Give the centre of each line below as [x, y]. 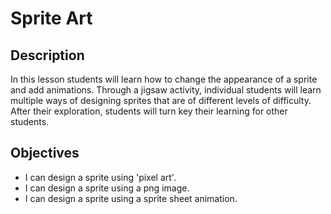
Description [47, 55]
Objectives [45, 153]
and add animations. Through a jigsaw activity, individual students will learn [166, 90]
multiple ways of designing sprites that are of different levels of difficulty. [161, 100]
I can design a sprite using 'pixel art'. [100, 177]
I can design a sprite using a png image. [107, 188]
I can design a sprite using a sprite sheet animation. [131, 198]
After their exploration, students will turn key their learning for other [149, 111]
